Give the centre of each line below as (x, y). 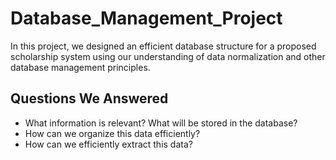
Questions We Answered (89, 98)
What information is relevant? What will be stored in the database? (161, 123)
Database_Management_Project (146, 18)
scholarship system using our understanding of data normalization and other (168, 56)
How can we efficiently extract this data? (108, 144)
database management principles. (80, 67)
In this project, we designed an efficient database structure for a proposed (163, 46)
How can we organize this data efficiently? (112, 133)
